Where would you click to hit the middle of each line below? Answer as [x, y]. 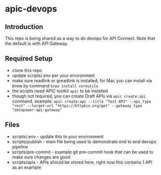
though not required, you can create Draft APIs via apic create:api [79, 96]
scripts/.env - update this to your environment [58, 136]
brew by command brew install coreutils [55, 86]
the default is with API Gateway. [37, 44]
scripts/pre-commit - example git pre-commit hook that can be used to [83, 152]
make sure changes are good [41, 157]
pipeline [20, 146]
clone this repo [27, 70]
